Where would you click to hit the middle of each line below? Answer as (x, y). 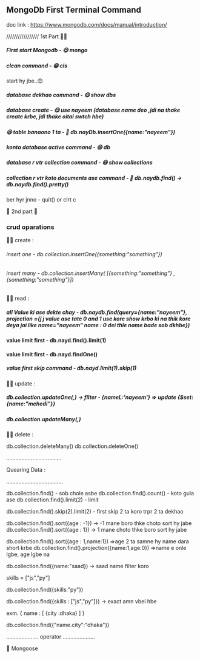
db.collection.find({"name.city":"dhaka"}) (58, 625)
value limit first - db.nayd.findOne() (52, 354)
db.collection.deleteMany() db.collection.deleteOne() (72, 446)
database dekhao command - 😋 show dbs (61, 95)
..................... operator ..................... (51, 636)
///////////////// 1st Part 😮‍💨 (37, 36)
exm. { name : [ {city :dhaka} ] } (45, 613)
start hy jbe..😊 (25, 81)
